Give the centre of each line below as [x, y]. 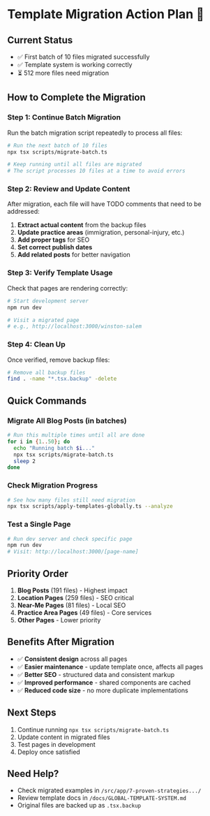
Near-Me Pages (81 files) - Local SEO [72, 605]
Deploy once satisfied [48, 752]
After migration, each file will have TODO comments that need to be [104, 204]
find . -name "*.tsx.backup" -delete [62, 379]
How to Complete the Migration [77, 97]
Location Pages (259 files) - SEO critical [76, 598]
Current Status [40, 40]
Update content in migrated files [63, 737]
